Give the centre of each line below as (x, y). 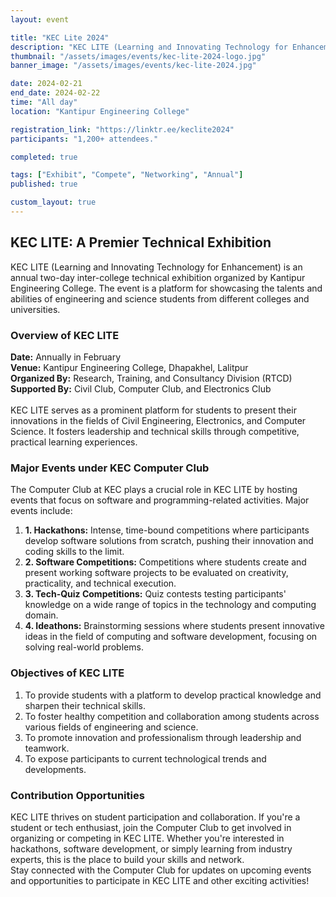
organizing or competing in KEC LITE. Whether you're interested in (147, 838)
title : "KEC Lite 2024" (60, 37)
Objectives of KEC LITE (67, 673)
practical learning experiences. (74, 442)
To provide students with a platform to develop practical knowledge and (173, 695)
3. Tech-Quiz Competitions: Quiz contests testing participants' (155, 594)
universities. (35, 309)
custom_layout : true (53, 202)
